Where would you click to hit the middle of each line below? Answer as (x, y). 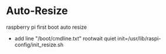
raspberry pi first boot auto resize (46, 27)
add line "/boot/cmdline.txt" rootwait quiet (65, 38)
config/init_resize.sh (39, 45)
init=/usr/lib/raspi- (139, 38)
